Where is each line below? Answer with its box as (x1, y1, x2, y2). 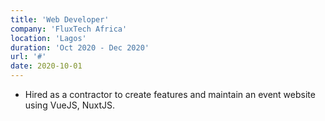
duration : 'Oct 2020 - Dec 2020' (10, 42, 150, 53)
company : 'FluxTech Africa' (10, 24, 128, 34)
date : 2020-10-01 (10, 61, 83, 71)
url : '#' (10, 52, 47, 62)
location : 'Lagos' (10, 33, 87, 43)
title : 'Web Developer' (10, 14, 110, 25)
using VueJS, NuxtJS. (24, 99, 116, 111)
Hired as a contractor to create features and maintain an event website (24, 89, 316, 100)
